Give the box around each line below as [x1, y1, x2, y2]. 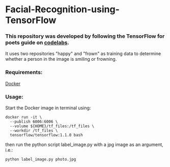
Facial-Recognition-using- [5, 4, 120, 15]
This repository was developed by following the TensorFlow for [5, 33, 165, 40]
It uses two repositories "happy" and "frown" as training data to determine [5, 51, 161, 57]
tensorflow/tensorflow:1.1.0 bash [10, 133, 83, 138]
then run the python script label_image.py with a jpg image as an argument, [5, 141, 164, 148]
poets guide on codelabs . [5, 39, 70, 46]
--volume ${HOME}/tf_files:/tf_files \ [10, 124, 95, 129]
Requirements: [5, 69, 43, 76]
